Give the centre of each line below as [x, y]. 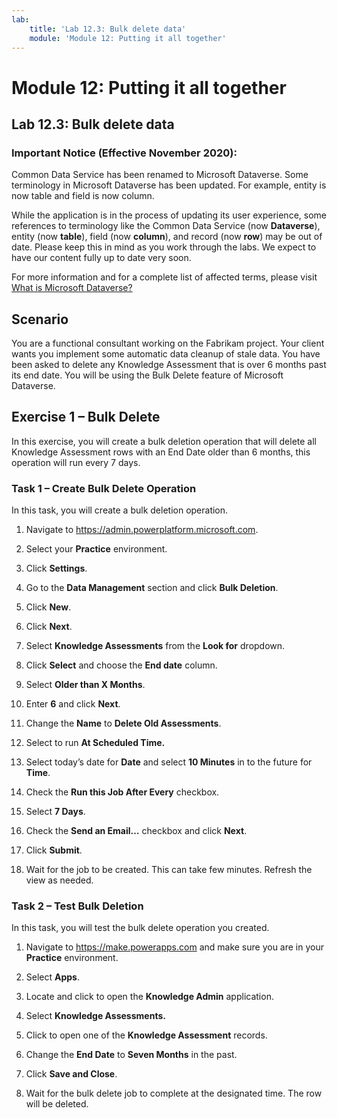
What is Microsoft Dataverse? [72, 288]
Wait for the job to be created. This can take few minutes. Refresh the [169, 870]
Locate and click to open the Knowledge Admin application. [149, 997]
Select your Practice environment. [96, 549]
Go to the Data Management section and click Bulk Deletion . [152, 588]
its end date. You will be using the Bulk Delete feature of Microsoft [147, 375]
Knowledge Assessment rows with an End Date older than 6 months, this [161, 452]
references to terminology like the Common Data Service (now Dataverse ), [166, 226]
